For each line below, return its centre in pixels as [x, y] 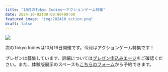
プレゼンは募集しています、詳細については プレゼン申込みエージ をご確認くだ [84, 58]
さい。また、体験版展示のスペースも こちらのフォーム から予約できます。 [80, 65]
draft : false [19, 24]
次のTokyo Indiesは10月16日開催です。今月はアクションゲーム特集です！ [80, 48]
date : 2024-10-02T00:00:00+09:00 [40, 14]
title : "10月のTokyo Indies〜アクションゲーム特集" [55, 10]
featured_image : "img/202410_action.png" [49, 19]
